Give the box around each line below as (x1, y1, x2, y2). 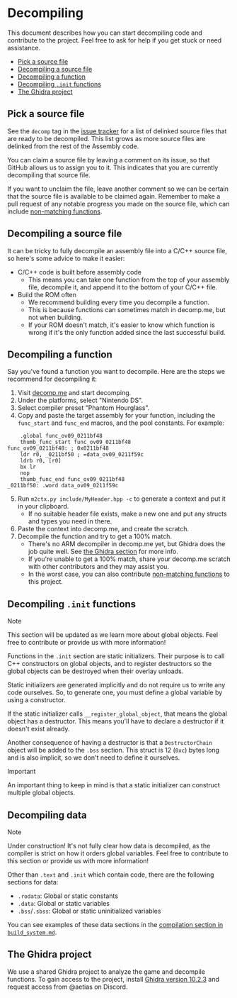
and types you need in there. (28, 517, 112, 526)
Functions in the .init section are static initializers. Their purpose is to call (7, 652, 225, 660)
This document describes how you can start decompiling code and (7, 28, 203, 37)
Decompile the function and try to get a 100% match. (17, 532, 172, 540)
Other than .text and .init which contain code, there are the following (7, 870, 214, 879)
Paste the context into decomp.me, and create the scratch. (17, 525, 190, 533)
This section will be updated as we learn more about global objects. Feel (7, 631, 218, 639)
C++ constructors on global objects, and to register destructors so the (7, 660, 212, 668)
